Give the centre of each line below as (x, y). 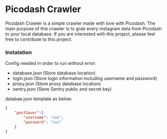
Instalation (19, 52)
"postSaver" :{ (29, 113)
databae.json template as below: (39, 99)
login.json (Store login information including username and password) (85, 79)
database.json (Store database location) (54, 73)
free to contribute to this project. (39, 39)
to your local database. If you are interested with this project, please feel (80, 34)
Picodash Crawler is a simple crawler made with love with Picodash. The (80, 23)
